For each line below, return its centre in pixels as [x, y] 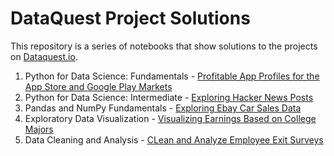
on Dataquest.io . [44, 56]
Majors [39, 129]
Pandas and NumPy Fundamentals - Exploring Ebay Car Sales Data [163, 108]
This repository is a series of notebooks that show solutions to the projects [164, 46]
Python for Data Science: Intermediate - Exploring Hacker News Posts [169, 97]
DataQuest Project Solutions [130, 18]
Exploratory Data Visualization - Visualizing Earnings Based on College [170, 118]
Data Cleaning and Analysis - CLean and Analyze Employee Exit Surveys [174, 139]
